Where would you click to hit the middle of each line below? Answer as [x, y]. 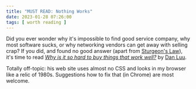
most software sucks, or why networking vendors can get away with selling [97, 45]
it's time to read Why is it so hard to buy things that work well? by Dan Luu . [97, 57]
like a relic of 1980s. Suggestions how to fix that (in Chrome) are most [90, 75]
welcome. [18, 81]
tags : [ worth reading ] [36, 22]
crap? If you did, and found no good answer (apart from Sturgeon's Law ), [94, 51]
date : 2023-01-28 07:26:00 [39, 17]
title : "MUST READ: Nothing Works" [49, 11]
